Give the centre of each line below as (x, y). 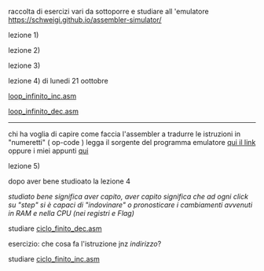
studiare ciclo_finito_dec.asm (55, 228)
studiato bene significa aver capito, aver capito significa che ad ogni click (128, 197)
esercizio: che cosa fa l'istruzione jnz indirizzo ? (85, 244)
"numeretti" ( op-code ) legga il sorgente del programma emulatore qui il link (132, 142)
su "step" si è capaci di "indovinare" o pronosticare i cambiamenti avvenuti (130, 205)
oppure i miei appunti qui (48, 150)
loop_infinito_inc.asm (42, 96)
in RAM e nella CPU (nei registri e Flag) (71, 213)
